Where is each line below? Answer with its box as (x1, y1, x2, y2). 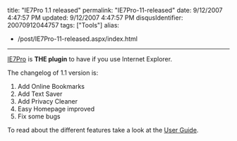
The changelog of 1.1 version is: (7, 68, 99, 77)
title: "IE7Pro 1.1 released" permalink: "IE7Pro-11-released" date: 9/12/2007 (7, 6, 224, 14)
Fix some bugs (17, 112, 61, 121)
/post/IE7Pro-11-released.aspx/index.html (17, 35, 138, 43)
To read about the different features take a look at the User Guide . (7, 126, 199, 134)
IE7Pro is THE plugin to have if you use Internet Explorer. (7, 55, 173, 63)
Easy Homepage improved (17, 105, 95, 113)
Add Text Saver (17, 90, 63, 98)
